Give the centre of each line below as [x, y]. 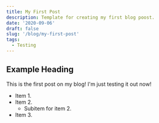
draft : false [23, 28]
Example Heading [40, 70]
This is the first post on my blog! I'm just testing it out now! [79, 84]
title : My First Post [33, 12]
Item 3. [23, 115]
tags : [13, 40]
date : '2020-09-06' [31, 23]
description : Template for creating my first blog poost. [80, 17]
